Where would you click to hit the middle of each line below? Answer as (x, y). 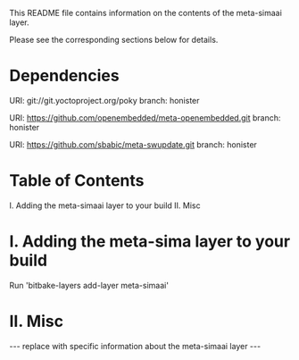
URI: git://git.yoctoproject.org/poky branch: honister (104, 100)
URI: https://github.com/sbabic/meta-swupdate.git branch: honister (133, 144)
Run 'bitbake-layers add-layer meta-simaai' (89, 285)
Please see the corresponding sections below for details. (114, 40)
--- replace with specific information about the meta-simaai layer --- (135, 346)
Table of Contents (77, 181)
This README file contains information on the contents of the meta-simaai (146, 13)
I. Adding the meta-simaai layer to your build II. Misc (105, 205)
